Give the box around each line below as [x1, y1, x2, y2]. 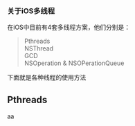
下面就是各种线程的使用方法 [7, 73, 87, 82]
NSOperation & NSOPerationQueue [24, 59, 125, 67]
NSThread [24, 44, 54, 53]
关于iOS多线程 [7, 6, 55, 15]
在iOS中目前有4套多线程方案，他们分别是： [7, 23, 131, 32]
